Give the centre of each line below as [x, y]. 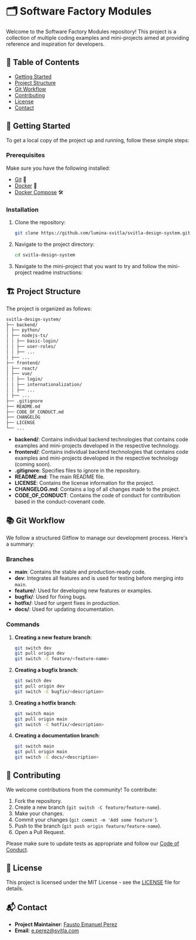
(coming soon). [33, 464]
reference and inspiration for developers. [55, 44]
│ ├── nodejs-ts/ [27, 336]
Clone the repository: [40, 223]
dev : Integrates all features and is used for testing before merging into [99, 578]
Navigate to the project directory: [54, 244]
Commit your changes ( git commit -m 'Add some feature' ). [87, 819]
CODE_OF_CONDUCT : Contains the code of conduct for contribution [97, 495]
